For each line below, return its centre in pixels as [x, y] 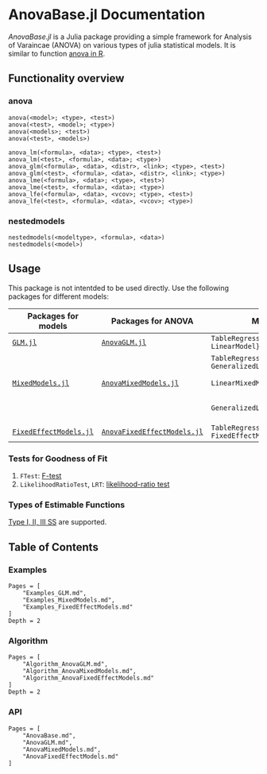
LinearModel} [236, 346]
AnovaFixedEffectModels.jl [153, 432]
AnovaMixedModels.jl [140, 383]
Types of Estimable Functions [67, 505]
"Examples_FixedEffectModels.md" [78, 607]
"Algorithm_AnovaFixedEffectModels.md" [89, 678]
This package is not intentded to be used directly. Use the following [118, 288]
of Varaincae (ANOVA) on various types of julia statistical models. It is [122, 45]
